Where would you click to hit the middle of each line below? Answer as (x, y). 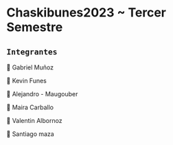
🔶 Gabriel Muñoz (30, 67)
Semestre (35, 27)
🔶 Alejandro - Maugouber (42, 94)
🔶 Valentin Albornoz (34, 121)
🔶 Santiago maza (30, 134)
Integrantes (32, 52)
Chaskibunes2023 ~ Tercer (86, 13)
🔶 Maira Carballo (30, 107)
